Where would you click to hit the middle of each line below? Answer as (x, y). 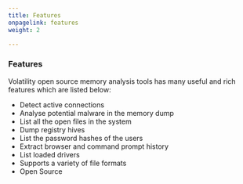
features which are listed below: (60, 89)
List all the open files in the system (75, 121)
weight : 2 (24, 30)
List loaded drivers (49, 154)
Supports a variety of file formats (73, 163)
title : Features (34, 15)
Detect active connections (62, 105)
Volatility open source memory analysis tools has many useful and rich (122, 81)
